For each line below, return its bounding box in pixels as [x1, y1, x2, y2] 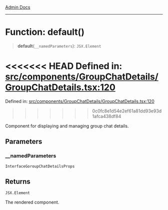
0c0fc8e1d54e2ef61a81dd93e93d [92, 107, 162, 114]
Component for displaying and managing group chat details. [5, 122, 129, 129]
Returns [5, 177, 31, 185]
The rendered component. [5, 199, 59, 205]
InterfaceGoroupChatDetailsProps [5, 163, 75, 169]
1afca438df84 [92, 113, 121, 119]
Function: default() [5, 26, 85, 38]
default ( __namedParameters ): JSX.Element [17, 42, 101, 49]
